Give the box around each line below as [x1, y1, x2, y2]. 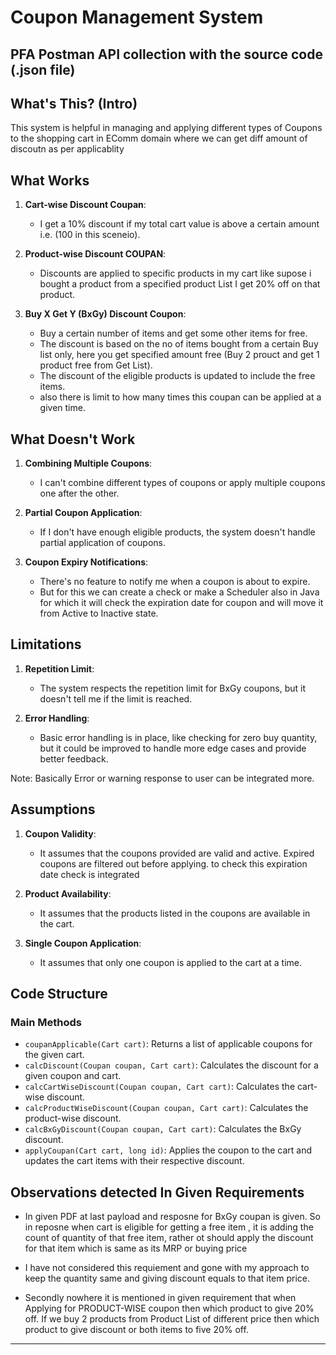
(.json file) [10, 61, 76, 78]
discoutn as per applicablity [10, 143, 125, 155]
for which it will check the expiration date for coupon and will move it [39, 597, 324, 609]
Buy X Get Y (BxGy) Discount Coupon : [24, 308, 187, 320]
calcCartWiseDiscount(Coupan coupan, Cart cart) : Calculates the [24, 1081, 296, 1093]
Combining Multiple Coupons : [24, 457, 153, 470]
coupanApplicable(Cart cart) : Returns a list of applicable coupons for [24, 1038, 313, 1050]
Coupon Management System [10, 6, 264, 29]
